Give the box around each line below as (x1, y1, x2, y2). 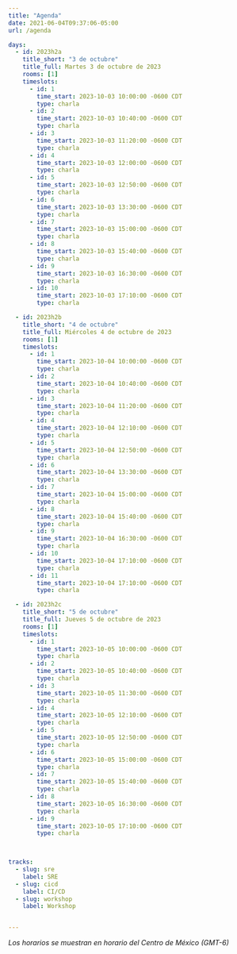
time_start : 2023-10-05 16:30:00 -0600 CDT (36, 799, 182, 808)
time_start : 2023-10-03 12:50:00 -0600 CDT (36, 181, 182, 189)
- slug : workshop (15, 894, 73, 903)
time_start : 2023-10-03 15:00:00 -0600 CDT (36, 225, 182, 233)
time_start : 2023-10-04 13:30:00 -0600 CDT (36, 468, 182, 476)
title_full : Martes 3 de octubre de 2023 (22, 63, 161, 71)
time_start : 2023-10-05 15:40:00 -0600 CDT (36, 778, 182, 786)
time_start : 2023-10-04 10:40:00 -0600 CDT (36, 379, 182, 387)
